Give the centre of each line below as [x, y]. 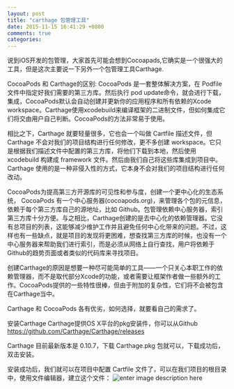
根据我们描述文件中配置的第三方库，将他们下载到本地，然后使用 [104, 151]
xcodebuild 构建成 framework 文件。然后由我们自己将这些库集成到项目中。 [114, 160]
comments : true [29, 33]
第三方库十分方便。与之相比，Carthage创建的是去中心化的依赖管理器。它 [112, 218]
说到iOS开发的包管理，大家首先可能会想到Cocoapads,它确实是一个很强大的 [115, 61]
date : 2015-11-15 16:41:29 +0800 [56, 26]
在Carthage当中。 [33, 294]
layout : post [26, 14]
